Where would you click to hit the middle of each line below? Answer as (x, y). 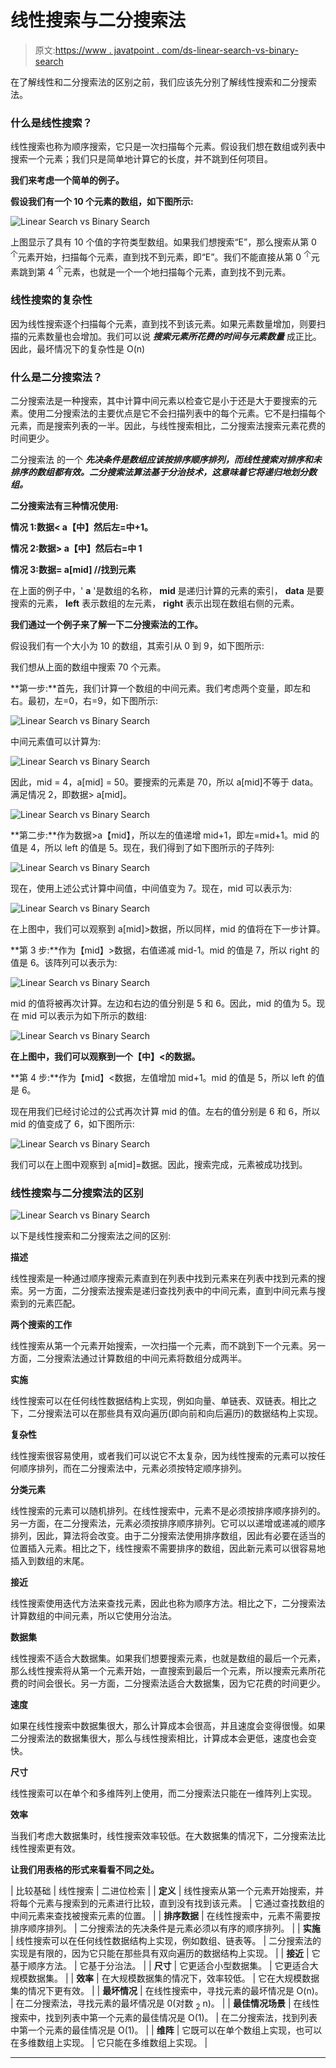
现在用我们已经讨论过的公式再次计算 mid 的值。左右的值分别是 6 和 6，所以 (165, 1112)
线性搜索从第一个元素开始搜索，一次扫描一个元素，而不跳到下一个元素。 (159, 1346)
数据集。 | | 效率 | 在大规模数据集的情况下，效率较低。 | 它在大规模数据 (173, 1978)
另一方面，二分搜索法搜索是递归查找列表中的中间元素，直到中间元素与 (172, 1291)
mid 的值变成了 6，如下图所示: (72, 1124)
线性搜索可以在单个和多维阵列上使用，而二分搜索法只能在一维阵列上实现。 (163, 1793)
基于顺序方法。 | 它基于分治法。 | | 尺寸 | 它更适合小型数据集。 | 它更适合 (160, 1966)
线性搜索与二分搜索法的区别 (77, 1193)
